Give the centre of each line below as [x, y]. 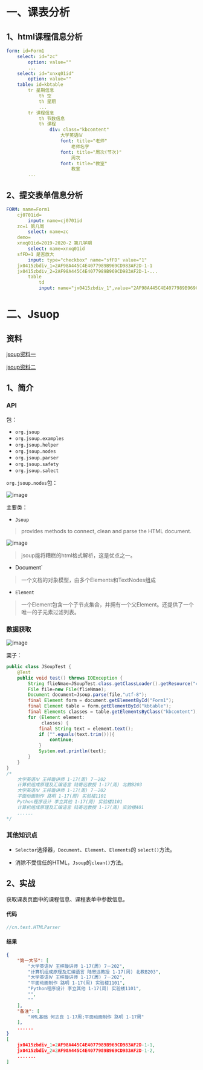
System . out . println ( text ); [72, 751]
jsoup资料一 [21, 354]
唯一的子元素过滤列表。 [50, 612]
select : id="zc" [38, 56]
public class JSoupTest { [39, 667]
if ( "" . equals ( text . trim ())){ [76, 734]
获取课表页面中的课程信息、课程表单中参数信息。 [67, 899]
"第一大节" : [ [33, 960]
